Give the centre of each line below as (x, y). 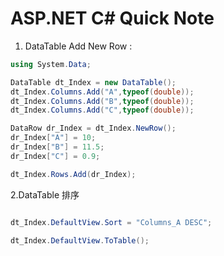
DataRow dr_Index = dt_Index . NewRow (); (93, 128)
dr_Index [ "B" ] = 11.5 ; (57, 147)
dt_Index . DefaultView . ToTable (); (80, 240)
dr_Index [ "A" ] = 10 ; (53, 138)
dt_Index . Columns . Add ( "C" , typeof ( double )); (102, 110)
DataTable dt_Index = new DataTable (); (93, 82)
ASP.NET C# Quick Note (112, 18)
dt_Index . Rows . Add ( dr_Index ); (73, 174)
